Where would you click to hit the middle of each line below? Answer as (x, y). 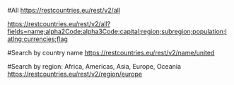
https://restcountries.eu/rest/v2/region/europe (75, 74)
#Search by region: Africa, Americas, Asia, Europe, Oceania (94, 66)
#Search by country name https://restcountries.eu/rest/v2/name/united (111, 53)
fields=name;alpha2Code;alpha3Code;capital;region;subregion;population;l (117, 32)
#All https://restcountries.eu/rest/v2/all (64, 10)
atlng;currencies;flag (38, 39)
